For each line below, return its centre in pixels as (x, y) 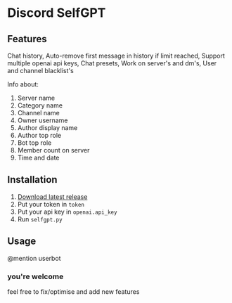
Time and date (38, 157)
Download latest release (52, 196)
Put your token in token (51, 204)
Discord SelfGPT (57, 13)
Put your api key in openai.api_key (67, 212)
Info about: (23, 84)
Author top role (39, 135)
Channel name (38, 113)
